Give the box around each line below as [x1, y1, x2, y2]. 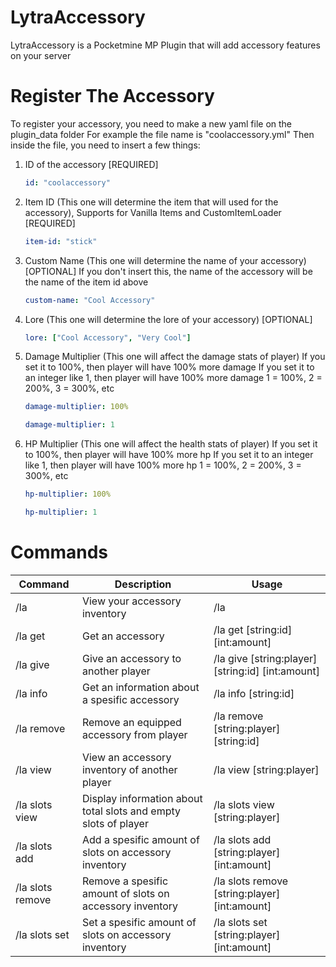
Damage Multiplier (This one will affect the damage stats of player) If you [24, 351, 326, 363]
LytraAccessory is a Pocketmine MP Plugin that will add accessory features [10, 39, 321, 51]
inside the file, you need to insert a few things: [10, 139, 201, 151]
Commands [10, 541, 109, 564]
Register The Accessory [10, 85, 215, 108]
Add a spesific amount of [81, 832, 200, 846]
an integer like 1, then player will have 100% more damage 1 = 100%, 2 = [24, 372, 323, 384]
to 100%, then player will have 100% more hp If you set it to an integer [24, 449, 314, 461]
